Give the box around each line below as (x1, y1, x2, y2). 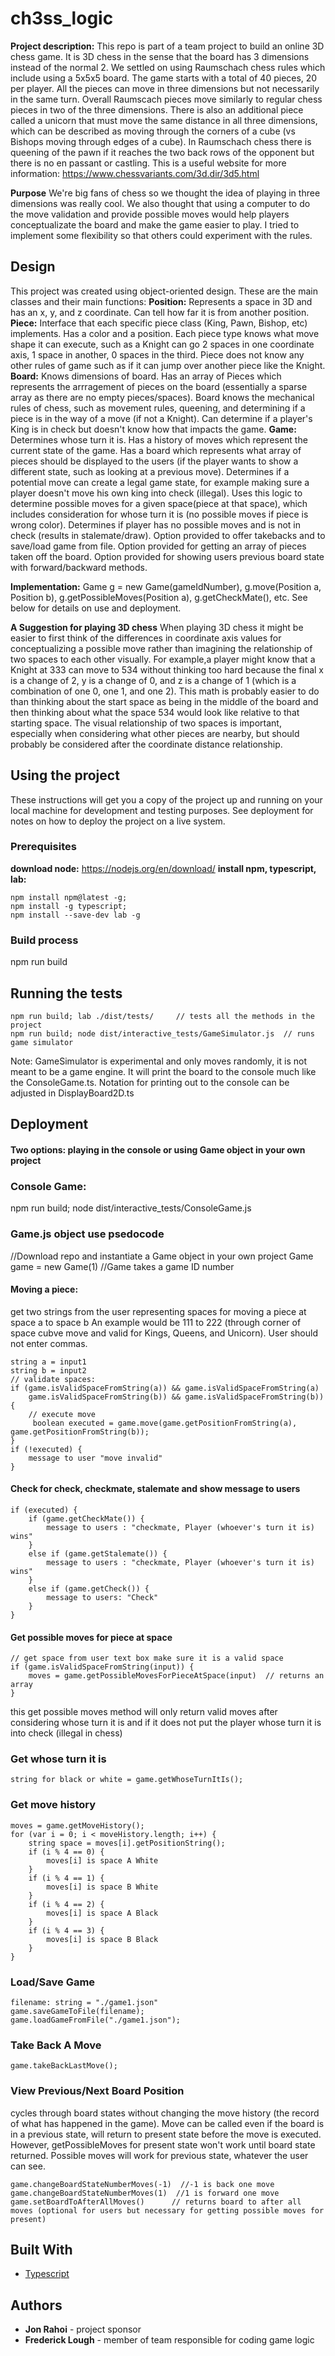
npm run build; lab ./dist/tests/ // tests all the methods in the (10, 1011, 315, 1021)
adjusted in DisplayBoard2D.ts (10, 1087, 135, 1099)
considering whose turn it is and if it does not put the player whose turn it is (10, 1717, 322, 1729)
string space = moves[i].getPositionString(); (28, 1838, 226, 1848)
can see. (10, 2160, 46, 2172)
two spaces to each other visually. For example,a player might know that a (10, 653, 316, 665)
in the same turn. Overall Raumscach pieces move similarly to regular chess (10, 93, 323, 105)
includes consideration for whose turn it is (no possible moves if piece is (10, 508, 309, 520)
